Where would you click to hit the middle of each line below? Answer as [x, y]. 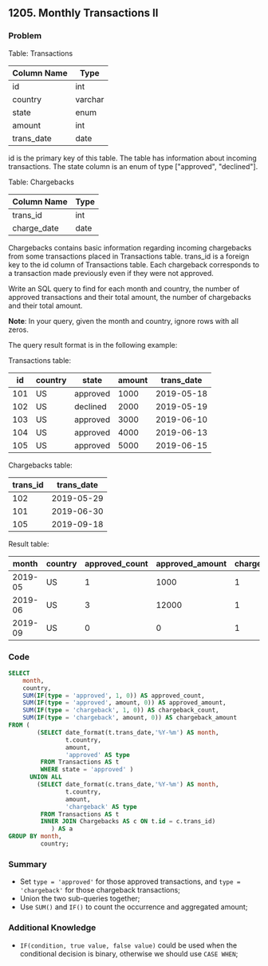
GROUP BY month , [35, 837]
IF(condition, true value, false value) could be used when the [128, 945]
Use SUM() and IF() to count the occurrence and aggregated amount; [134, 907]
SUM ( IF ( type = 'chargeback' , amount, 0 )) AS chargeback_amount [130, 718]
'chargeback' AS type [101, 806]
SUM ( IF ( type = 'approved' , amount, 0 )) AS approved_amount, [124, 703]
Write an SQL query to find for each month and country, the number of [124, 288]
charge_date [35, 228]
